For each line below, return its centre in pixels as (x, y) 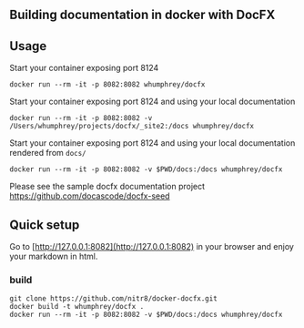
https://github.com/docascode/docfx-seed (90, 196)
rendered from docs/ (48, 153)
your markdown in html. (54, 256)
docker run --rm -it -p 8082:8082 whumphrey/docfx (107, 85)
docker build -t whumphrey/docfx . (77, 307)
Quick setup (45, 225)
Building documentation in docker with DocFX (142, 15)
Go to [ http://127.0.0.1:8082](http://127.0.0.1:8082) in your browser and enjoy (152, 247)
